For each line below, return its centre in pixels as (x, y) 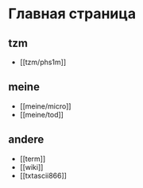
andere (26, 140)
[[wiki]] (31, 167)
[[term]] (33, 159)
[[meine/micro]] (45, 106)
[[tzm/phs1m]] (43, 62)
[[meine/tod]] (41, 114)
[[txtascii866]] (43, 175)
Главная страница (72, 14)
